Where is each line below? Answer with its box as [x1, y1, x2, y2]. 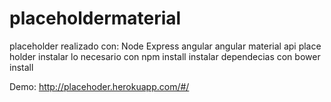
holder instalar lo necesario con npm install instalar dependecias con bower [9, 50, 321, 62]
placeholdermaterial [9, 7, 182, 30]
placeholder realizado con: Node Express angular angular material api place [9, 40, 322, 52]
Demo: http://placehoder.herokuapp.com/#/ [9, 80, 190, 92]
